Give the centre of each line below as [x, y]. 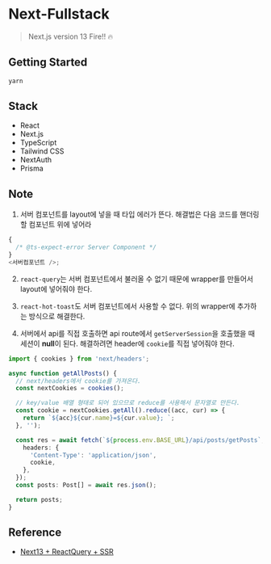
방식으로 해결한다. [57, 316]
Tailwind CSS [42, 151]
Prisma [32, 168]
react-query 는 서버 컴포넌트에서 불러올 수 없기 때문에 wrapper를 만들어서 [137, 279]
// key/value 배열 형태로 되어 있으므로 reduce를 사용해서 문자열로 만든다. [128, 403]
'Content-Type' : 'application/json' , [93, 455]
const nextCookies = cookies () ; [70, 389]
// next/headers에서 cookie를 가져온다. [78, 381]
